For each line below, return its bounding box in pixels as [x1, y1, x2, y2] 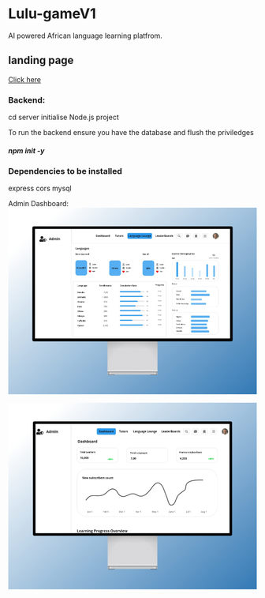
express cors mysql [8, 183, 73, 194]
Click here [8, 74, 42, 84]
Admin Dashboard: [8, 199, 69, 209]
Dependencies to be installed [8, 166, 122, 177]
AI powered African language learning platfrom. [8, 31, 163, 40]
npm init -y [8, 145, 45, 155]
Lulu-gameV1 [8, 5, 96, 23]
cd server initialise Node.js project [8, 112, 120, 122]
